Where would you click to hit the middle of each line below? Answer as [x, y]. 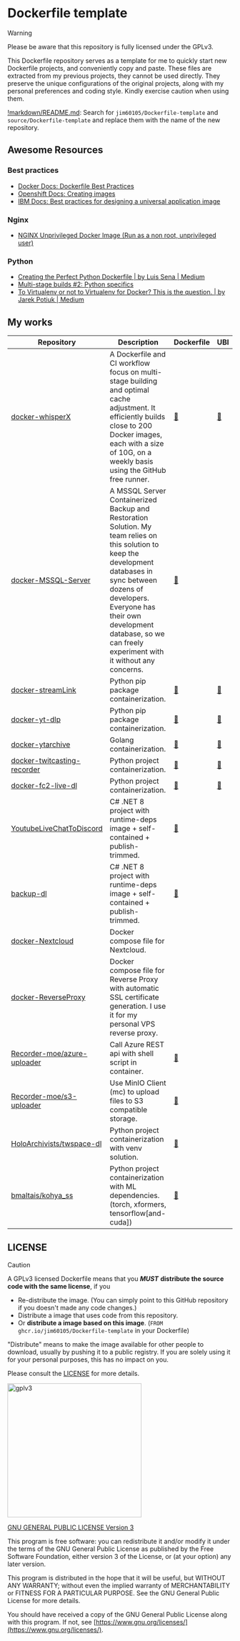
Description [138, 342]
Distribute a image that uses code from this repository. [98, 1315]
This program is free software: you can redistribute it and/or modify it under [119, 1541]
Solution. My [131, 527]
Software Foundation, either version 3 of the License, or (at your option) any [119, 1556]
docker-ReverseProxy [48, 997]
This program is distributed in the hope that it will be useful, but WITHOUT [116, 1577]
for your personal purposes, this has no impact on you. [88, 1360]
